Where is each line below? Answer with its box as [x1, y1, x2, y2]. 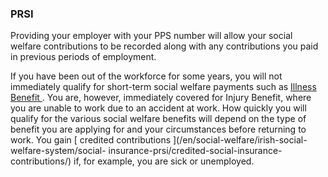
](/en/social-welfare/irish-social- [173, 134, 308, 146]
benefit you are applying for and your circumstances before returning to [10, 123, 307, 136]
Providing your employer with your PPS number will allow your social [10, 30, 293, 42]
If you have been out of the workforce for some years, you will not [10, 70, 283, 82]
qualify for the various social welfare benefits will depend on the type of [10, 113, 307, 125]
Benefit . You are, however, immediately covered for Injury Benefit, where [10, 92, 312, 104]
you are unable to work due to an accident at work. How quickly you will [10, 102, 307, 114]
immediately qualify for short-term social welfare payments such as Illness [10, 81, 317, 93]
